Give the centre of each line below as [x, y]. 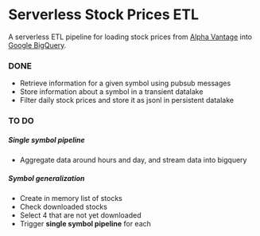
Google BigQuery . [37, 45]
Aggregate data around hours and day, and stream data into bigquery [133, 160]
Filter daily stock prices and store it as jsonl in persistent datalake [127, 100]
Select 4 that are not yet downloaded [80, 215]
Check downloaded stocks [63, 207]
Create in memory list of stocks [71, 199]
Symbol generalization [47, 178]
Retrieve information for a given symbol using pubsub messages [125, 83]
